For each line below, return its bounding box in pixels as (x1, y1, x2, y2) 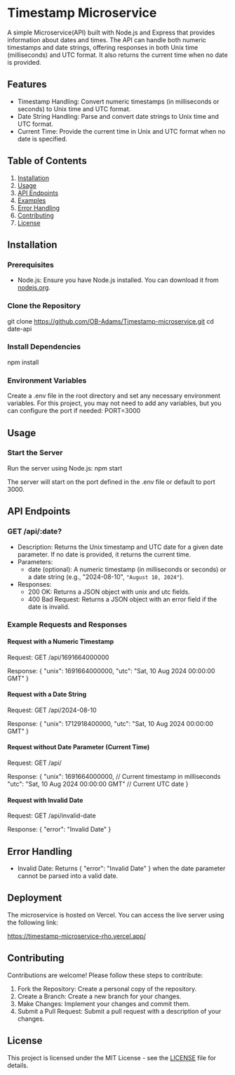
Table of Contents (7, 155, 88, 167)
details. (7, 1061, 29, 1069)
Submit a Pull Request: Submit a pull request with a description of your (17, 1007, 222, 1015)
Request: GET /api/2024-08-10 (7, 706, 97, 714)
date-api (7, 324, 32, 333)
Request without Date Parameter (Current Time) (7, 743, 150, 751)
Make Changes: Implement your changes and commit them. (17, 999, 191, 1007)
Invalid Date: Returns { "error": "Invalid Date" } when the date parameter (17, 864, 226, 873)
